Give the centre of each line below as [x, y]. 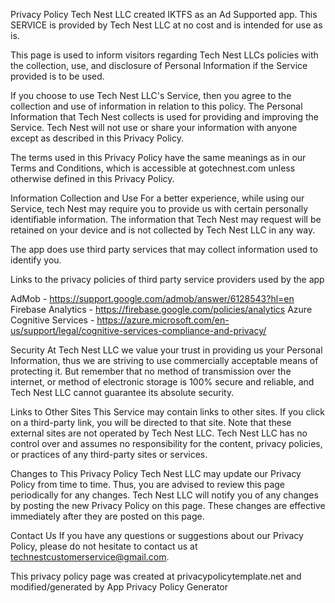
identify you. [36, 260]
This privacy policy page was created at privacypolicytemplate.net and [156, 576]
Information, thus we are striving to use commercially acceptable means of [164, 360]
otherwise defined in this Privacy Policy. [92, 178]
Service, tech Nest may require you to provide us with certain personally [159, 208]
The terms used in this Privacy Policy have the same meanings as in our [158, 157]
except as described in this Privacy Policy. [97, 138]
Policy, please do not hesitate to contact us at [104, 546]
